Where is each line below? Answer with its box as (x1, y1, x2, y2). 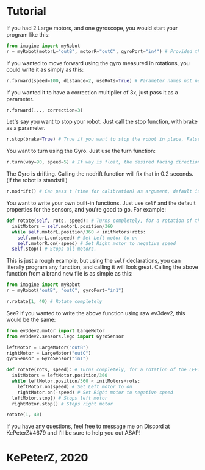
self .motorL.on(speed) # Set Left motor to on (17, 235, 138, 241)
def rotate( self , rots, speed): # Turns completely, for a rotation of (6, 218, 192, 224)
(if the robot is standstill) (6, 177, 68, 184)
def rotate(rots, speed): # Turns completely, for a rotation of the (6, 367, 187, 373)
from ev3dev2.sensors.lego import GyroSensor (6, 333, 124, 340)
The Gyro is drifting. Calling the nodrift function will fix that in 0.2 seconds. (6, 170, 194, 177)
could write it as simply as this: (6, 66, 84, 73)
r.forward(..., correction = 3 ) (6, 107, 84, 113)
